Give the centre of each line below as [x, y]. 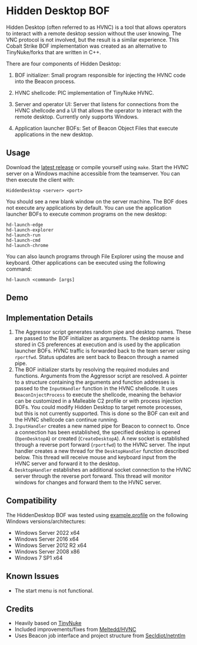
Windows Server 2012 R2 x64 [51, 545]
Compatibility [31, 501]
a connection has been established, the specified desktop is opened [97, 432]
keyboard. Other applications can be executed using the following [86, 262]
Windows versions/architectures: [46, 521]
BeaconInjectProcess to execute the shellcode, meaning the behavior [98, 394]
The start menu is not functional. [54, 590]
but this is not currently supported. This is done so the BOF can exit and [102, 413]
